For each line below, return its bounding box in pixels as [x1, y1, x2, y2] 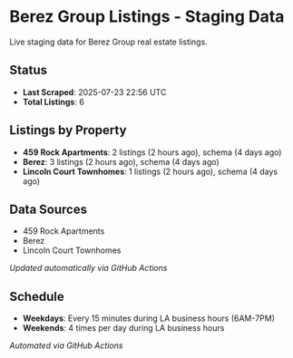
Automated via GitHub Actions [9, 340, 123, 351]
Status [9, 63, 48, 78]
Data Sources [9, 201, 88, 217]
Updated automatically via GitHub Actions [9, 263, 168, 274]
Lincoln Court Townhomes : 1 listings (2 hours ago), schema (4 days [22, 166, 278, 177]
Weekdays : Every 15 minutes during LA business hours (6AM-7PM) [22, 313, 275, 324]
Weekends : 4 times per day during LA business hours [22, 323, 225, 334]
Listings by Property [9, 122, 127, 138]
